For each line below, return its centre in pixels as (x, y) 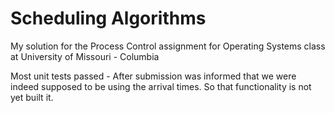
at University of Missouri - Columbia (85, 56)
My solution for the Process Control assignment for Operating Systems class (168, 46)
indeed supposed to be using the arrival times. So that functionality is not (161, 86)
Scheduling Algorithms (108, 18)
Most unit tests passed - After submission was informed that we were (153, 76)
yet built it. (32, 97)
